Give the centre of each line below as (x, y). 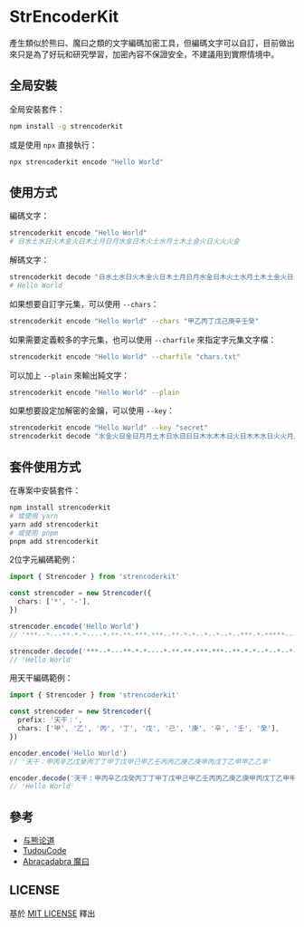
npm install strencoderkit (60, 507)
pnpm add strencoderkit (54, 541)
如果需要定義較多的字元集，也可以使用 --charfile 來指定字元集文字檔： (143, 339)
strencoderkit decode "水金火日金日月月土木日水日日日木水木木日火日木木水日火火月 (152, 437)
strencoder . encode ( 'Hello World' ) (75, 626)
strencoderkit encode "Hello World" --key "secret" (109, 428)
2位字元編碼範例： (44, 560)
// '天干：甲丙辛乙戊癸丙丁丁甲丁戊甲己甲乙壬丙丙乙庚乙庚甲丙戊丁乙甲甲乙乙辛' (141, 762)
